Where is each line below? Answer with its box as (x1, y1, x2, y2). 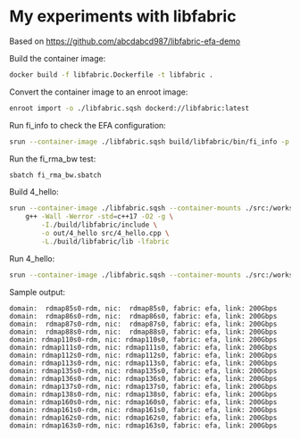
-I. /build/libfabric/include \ (41, 220, 158, 229)
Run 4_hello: (9, 253, 55, 264)
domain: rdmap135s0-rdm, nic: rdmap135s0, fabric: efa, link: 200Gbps (9, 366, 278, 376)
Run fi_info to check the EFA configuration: (9, 120, 167, 130)
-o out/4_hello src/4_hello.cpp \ (41, 229, 170, 238)
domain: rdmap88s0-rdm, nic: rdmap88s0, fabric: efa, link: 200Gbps (9, 327, 278, 336)
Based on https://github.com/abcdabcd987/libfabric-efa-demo (9, 36, 241, 46)
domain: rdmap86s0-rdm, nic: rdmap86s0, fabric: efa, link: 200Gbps (9, 311, 278, 320)
